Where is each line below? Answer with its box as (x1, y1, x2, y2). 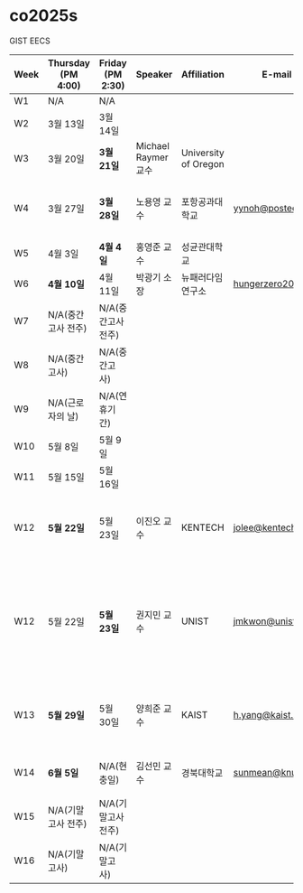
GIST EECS (9, 35, 51, 46)
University (180, 146, 225, 159)
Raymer (135, 151, 169, 163)
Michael (135, 139, 170, 152)
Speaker (135, 68, 173, 80)
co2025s (9, 5, 78, 26)
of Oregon (180, 157, 225, 170)
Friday (98, 56, 128, 69)
